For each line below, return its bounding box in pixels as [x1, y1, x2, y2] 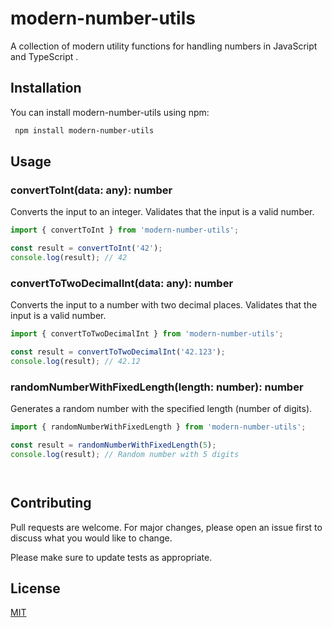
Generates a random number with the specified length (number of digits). [10, 403, 313, 415]
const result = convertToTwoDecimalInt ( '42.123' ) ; [10, 347, 226, 357]
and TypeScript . [10, 50, 79, 62]
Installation [10, 80, 82, 97]
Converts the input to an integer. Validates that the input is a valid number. [10, 206, 315, 218]
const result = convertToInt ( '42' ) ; [10, 243, 163, 254]
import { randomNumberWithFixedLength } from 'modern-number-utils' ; [10, 422, 307, 432]
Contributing [10, 495, 92, 512]
